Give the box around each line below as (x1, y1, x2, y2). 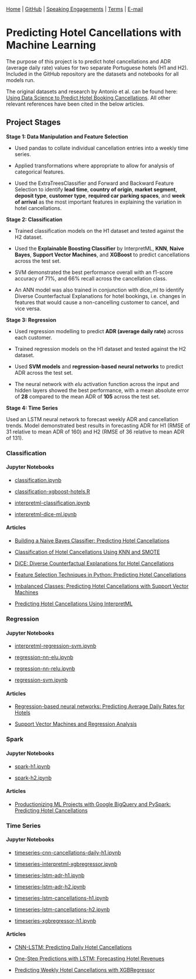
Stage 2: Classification (6, 216, 63, 223)
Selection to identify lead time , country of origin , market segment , (14, 185, 177, 193)
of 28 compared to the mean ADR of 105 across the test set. (14, 393, 160, 400)
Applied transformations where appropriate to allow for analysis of (14, 162, 174, 169)
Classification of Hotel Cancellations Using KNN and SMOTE (14, 548, 160, 555)
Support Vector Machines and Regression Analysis (14, 720, 137, 727)
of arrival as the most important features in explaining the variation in (14, 198, 182, 205)
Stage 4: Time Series (6, 404, 59, 411)
